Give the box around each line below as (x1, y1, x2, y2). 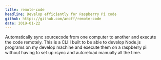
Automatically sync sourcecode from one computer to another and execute (5, 34, 156, 40)
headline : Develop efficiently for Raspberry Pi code (5, 12, 117, 17)
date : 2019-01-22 (5, 20, 40, 26)
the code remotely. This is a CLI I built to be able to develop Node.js (5, 40, 141, 45)
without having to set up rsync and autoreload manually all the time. (5, 50, 141, 56)
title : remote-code (5, 7, 45, 12)
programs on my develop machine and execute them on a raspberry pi (5, 44, 147, 50)
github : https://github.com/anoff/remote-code (5, 16, 101, 21)
